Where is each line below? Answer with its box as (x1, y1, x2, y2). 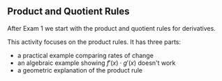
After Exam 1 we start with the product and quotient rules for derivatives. (7, 24, 216, 32)
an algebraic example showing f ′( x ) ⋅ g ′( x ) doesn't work (17, 59, 176, 67)
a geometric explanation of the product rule (17, 66, 143, 74)
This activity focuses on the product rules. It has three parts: (7, 38, 182, 46)
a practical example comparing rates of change (17, 51, 154, 59)
